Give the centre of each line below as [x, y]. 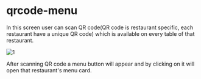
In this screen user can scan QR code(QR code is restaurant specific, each [100, 27]
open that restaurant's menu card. [49, 70]
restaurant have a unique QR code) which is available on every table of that [100, 33]
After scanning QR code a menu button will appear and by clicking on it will [100, 64]
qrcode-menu [42, 11]
